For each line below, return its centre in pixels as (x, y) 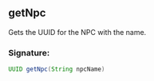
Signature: (29, 52)
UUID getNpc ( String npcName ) (57, 69)
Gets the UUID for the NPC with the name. (77, 32)
